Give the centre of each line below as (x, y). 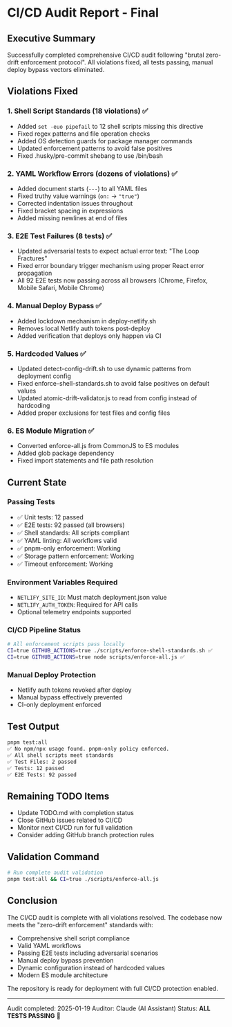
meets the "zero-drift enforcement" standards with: (80, 925)
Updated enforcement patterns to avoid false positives (95, 148)
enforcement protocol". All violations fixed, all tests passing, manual (117, 62)
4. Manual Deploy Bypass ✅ (55, 306)
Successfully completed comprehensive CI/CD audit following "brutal (106, 55)
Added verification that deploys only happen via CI (89, 336)
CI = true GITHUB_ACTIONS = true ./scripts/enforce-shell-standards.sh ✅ (110, 651)
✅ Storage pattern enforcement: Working (76, 556)
